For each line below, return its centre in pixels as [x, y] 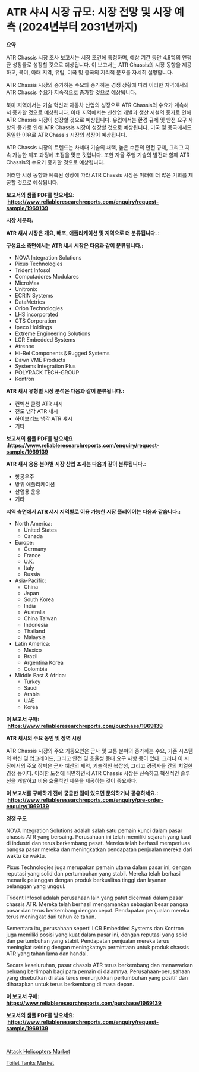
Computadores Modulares [47, 276]
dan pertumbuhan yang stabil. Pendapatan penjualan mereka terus [88, 940]
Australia [34, 612]
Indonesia [36, 624]
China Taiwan [40, 618]
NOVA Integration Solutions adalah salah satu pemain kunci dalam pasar [94, 830]
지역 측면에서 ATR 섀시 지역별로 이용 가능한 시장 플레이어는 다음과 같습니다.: [94, 511]
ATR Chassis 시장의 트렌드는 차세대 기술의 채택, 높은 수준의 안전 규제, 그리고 [95, 147]
